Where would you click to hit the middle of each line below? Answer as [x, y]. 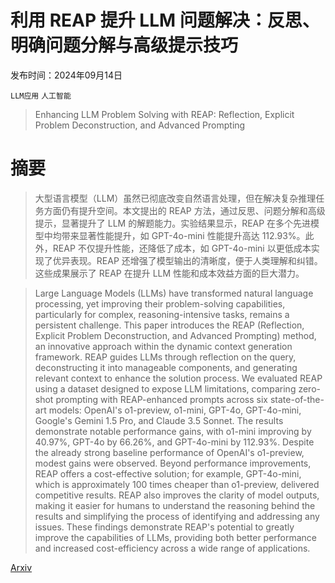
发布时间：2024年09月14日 [66, 75]
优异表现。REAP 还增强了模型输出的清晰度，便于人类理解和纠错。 [187, 260]
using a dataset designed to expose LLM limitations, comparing [165, 388]
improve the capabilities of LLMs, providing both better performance [176, 537]
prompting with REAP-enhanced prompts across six [162, 399]
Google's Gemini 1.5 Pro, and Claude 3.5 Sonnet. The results [159, 420]
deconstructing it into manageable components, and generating [166, 367]
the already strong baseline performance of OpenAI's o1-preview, [169, 452]
